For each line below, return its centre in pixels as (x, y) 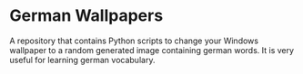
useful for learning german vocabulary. (82, 60)
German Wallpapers (86, 16)
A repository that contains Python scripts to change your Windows (134, 41)
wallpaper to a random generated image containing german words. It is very (151, 50)
